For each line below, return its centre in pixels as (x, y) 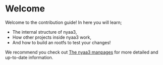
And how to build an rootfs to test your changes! (61, 42)
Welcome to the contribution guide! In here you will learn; (64, 22)
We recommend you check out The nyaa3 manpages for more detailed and (82, 52)
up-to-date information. (29, 57)
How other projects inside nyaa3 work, (52, 37)
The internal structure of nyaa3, (45, 32)
